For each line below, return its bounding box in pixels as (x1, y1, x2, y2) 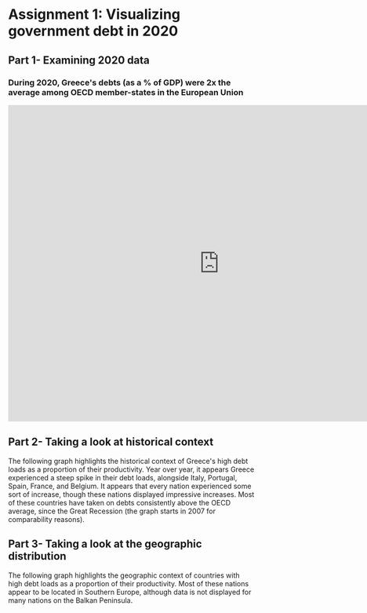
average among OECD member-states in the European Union (8, 86, 244, 97)
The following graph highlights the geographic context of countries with (8, 571, 241, 580)
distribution (8, 549, 67, 563)
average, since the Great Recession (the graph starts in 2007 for (8, 506, 216, 516)
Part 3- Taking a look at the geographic (8, 538, 202, 551)
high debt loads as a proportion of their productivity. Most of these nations (8, 578, 249, 588)
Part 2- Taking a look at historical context (8, 436, 214, 449)
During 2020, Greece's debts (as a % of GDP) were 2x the (8, 77, 231, 88)
